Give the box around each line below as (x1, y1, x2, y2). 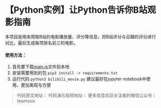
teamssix (17, 98, 36, 104)
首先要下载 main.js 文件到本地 (12, 64, 70, 70)
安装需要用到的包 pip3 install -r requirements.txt (12, 70, 118, 76)
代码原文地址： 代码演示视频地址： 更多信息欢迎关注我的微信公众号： (17, 92, 157, 98)
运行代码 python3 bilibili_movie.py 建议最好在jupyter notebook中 (12, 76, 146, 82)
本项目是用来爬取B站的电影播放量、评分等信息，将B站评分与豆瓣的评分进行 (5, 34, 156, 40)
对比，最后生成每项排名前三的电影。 (5, 40, 78, 45)
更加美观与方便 (20, 82, 51, 88)
